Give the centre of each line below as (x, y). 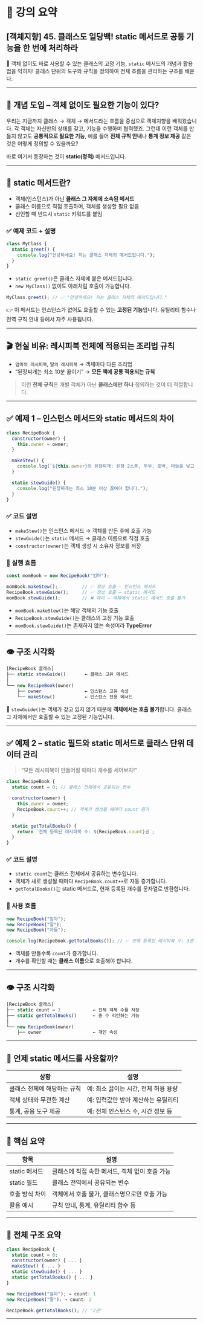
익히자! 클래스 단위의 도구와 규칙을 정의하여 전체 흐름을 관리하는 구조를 (100, 71)
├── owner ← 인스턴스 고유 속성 (73, 691)
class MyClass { (27, 243)
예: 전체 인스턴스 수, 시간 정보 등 (130, 1111)
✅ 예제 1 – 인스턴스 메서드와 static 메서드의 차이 (90, 418)
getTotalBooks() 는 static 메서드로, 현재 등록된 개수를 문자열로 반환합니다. (102, 889)
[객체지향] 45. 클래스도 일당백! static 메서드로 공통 (95, 37)
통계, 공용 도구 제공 (35, 1111)
